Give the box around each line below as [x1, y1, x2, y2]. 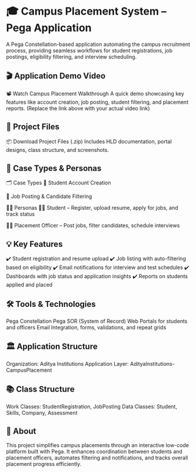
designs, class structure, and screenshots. [6, 146, 109, 153]
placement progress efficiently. [6, 461, 82, 468]
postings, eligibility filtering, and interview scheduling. [6, 53, 137, 60]
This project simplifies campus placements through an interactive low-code [6, 442, 190, 449]
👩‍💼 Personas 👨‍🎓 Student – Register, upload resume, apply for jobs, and [6, 204, 178, 211]
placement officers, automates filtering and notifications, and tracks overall [6, 454, 188, 461]
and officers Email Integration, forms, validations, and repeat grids [6, 324, 167, 330]
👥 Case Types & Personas [6, 163, 102, 173]
